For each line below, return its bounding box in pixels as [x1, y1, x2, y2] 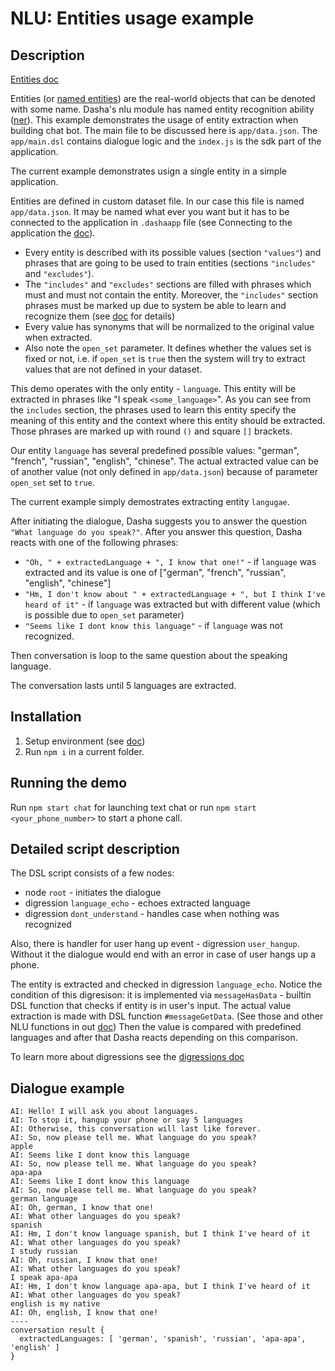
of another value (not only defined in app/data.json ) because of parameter [10, 466, 318, 477]
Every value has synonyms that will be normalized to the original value [24, 321, 315, 332]
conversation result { [10, 1325, 105, 1336]
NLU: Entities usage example [10, 7, 255, 30]
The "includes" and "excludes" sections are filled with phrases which [24, 278, 312, 290]
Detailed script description [10, 841, 180, 858]
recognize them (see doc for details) [24, 310, 176, 322]
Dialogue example [10, 1080, 125, 1097]
